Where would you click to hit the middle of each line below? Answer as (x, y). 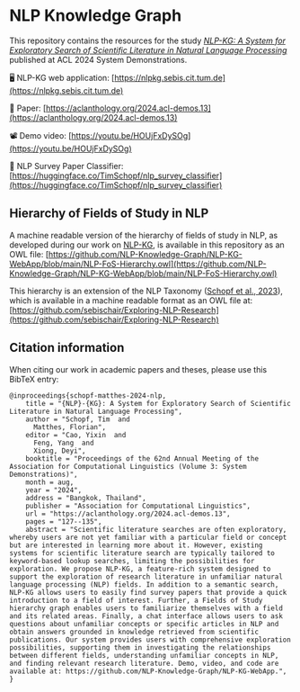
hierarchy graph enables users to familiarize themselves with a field (146, 608)
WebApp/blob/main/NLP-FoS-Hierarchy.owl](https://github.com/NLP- (138, 264)
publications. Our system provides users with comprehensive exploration (150, 640)
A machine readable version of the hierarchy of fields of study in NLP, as (144, 235)
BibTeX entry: (34, 379)
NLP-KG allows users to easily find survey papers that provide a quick (148, 592)
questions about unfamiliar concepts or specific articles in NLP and (144, 624)
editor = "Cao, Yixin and (76, 435)
